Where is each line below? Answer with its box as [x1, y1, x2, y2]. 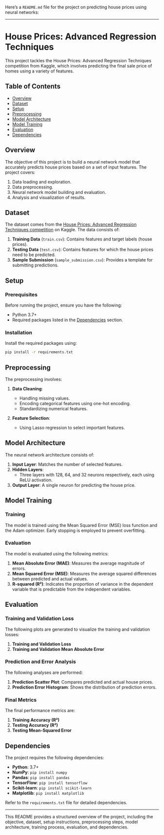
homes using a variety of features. [5, 68, 74, 74]
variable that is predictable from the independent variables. [12, 586, 132, 592]
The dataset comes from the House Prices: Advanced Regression [5, 221, 137, 227]
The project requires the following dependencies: [5, 754, 104, 761]
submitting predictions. [12, 262, 59, 268]
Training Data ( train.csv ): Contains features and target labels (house [12, 236, 152, 242]
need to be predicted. [12, 252, 56, 258]
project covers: [5, 169, 36, 175]
